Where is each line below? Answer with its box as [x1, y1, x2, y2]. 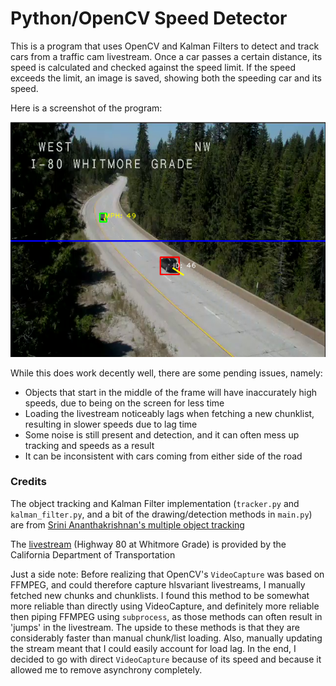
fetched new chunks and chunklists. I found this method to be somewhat [10, 589, 310, 601]
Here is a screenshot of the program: [10, 102, 163, 114]
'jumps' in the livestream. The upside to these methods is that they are [10, 621, 300, 633]
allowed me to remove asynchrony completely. [10, 663, 203, 676]
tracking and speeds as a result [24, 439, 155, 451]
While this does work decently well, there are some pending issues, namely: [10, 367, 323, 379]
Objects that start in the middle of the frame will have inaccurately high [24, 386, 318, 398]
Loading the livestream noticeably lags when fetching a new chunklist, [24, 407, 315, 419]
